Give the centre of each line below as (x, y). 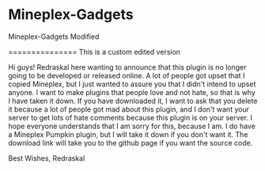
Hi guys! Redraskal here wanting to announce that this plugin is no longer (127, 67)
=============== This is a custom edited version (94, 51)
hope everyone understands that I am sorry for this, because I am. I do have (132, 126)
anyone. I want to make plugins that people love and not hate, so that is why (132, 92)
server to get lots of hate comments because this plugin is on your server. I (131, 117)
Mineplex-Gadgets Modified (54, 36)
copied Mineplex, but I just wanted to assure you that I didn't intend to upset (132, 84)
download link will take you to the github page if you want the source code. (131, 142)
